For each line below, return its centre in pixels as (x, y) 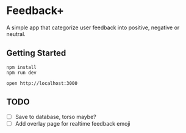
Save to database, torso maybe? (55, 117)
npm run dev (21, 73)
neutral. (16, 34)
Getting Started (36, 53)
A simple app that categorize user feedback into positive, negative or (93, 27)
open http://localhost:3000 (42, 83)
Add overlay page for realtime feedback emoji (73, 123)
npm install (21, 67)
